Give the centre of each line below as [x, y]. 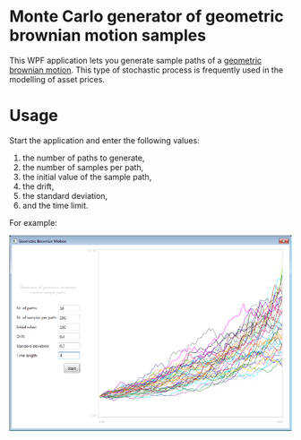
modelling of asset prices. [57, 79]
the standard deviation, [65, 195]
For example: [34, 222]
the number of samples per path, [83, 167]
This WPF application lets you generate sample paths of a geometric [136, 60]
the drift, [38, 186]
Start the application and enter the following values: [104, 140]
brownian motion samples [108, 35]
